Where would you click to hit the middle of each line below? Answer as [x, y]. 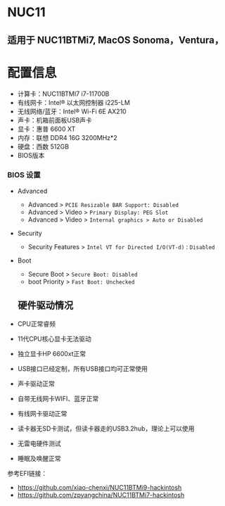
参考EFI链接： [27, 473]
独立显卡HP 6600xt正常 [52, 353]
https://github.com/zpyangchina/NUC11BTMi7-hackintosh [101, 495]
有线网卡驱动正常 [42, 413]
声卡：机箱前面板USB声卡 [55, 120]
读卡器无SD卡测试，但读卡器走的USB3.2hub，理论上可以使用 [106, 428]
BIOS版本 [31, 155]
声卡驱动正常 [36, 384]
